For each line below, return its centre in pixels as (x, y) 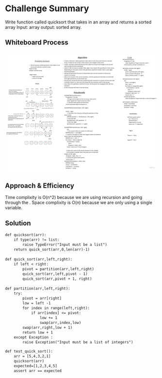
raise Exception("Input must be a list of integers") (78, 342)
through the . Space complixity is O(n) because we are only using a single (79, 202)
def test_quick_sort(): (29, 352)
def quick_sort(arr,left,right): (39, 259)
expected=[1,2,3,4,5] (35, 366)
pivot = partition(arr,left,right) (58, 269)
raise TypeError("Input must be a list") (65, 245)
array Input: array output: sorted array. (43, 27)
